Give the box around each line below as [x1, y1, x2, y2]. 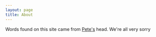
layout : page [5, 7, 33, 13]
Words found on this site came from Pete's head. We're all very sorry [5, 26, 151, 32]
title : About [5, 12, 33, 17]
